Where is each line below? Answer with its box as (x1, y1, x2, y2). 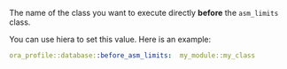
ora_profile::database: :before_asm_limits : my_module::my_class (9, 51, 255, 60)
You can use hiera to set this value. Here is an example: (9, 34, 212, 44)
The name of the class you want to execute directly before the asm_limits (9, 8, 279, 18)
